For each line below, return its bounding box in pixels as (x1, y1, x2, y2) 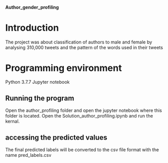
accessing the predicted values (5, 133, 108, 142)
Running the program (5, 94, 75, 102)
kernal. (5, 118, 20, 125)
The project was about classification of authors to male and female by (5, 39, 152, 45)
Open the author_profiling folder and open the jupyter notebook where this (5, 107, 162, 113)
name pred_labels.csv (5, 152, 52, 158)
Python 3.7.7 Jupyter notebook (5, 79, 70, 85)
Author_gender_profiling (5, 4, 59, 10)
